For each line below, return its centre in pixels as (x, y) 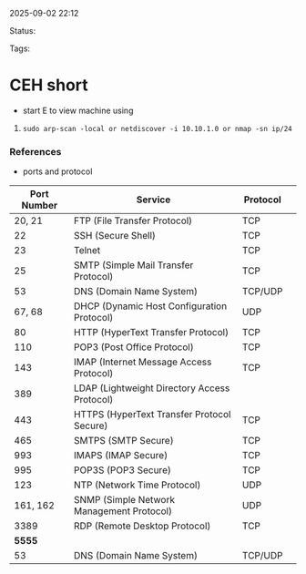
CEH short (49, 85)
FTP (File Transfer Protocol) (133, 220)
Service (153, 200)
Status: (23, 31)
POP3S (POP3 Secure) (122, 470)
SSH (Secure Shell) (115, 236)
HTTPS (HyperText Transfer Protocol (152, 415)
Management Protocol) (123, 511)
